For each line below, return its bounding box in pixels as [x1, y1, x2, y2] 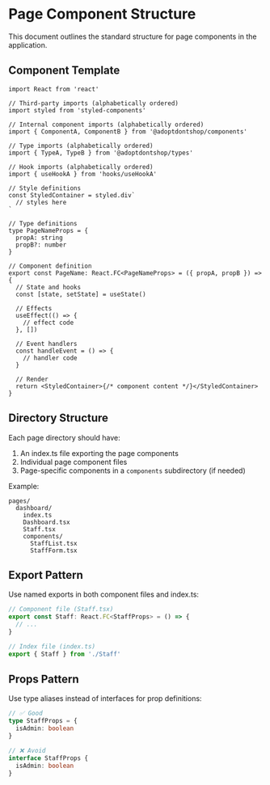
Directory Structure [8, 411, 109, 425]
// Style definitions [8, 184, 82, 192]
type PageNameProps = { [8, 226, 89, 234]
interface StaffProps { [8, 753, 89, 762]
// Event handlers [15, 340, 78, 348]
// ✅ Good [8, 709, 43, 718]
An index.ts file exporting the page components [19, 448, 179, 458]
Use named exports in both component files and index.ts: [8, 589, 200, 599]
